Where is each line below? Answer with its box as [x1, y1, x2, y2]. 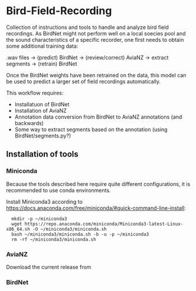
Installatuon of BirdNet [14, 100, 70, 107]
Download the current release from [6, 263, 92, 270]
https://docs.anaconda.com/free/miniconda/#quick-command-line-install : [6, 204, 186, 211]
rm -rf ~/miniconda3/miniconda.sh [11, 236, 96, 243]
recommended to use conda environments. [6, 187, 111, 194]
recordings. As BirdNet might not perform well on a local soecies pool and [6, 30, 186, 37]
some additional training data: [6, 42, 79, 50]
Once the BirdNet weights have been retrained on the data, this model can [6, 71, 187, 79]
